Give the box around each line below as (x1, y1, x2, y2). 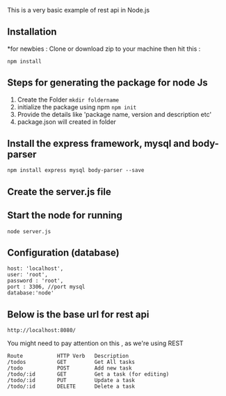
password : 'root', (7, 278, 64, 285)
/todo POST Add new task (7, 365, 132, 372)
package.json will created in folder (17, 118, 117, 126)
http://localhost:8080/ (7, 327, 76, 334)
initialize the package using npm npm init (17, 102, 137, 111)
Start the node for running (7, 209, 123, 221)
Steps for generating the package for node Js (7, 77, 208, 89)
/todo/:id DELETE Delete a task (7, 383, 136, 390)
